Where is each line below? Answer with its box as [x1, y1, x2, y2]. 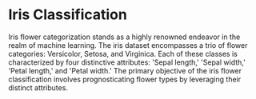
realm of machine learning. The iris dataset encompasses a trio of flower [8, 40, 248, 49]
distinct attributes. [8, 82, 68, 93]
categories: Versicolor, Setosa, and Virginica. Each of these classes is [8, 49, 238, 58]
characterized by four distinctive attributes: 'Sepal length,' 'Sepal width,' [8, 57, 246, 67]
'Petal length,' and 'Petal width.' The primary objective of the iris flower [8, 65, 242, 75]
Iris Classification [8, 6, 128, 24]
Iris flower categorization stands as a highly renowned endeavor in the [8, 32, 241, 42]
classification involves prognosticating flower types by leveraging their [8, 74, 242, 84]
